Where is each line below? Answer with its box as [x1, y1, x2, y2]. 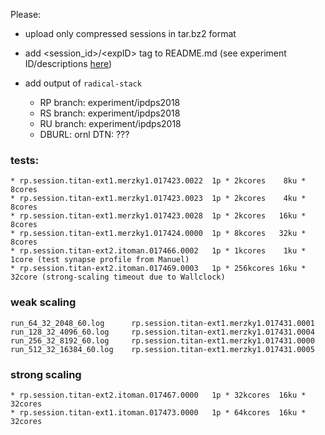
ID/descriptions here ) [24, 58, 113, 69]
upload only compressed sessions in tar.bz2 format [24, 28, 237, 39]
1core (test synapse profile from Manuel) [10, 255, 190, 265]
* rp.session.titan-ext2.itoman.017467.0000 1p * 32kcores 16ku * [10, 390, 307, 400]
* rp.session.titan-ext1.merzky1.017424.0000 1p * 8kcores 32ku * [10, 229, 307, 239]
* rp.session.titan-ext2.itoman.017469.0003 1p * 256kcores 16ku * [10, 264, 307, 274]
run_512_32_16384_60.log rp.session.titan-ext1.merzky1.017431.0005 [10, 344, 315, 354]
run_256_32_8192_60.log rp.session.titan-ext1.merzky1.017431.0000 [10, 335, 315, 346]
